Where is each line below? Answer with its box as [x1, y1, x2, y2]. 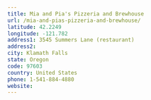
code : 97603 [7, 63, 43, 70]
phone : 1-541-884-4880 [7, 75, 74, 83]
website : [7, 82, 33, 89]
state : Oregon [7, 56, 50, 63]
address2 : [7, 43, 37, 50]
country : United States [7, 69, 78, 76]
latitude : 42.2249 [7, 23, 62, 30]
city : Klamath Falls [7, 50, 69, 57]
